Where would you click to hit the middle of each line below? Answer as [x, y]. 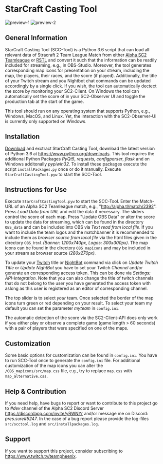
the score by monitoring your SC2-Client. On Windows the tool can [72, 91]
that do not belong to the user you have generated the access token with [78, 283]
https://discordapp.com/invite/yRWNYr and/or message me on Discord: [77, 414]
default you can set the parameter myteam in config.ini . [63, 308]
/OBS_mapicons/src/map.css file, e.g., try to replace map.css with [69, 371]
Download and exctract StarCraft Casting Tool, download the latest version [80, 148]
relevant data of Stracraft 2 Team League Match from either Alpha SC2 [76, 55]
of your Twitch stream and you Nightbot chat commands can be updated [78, 81]
